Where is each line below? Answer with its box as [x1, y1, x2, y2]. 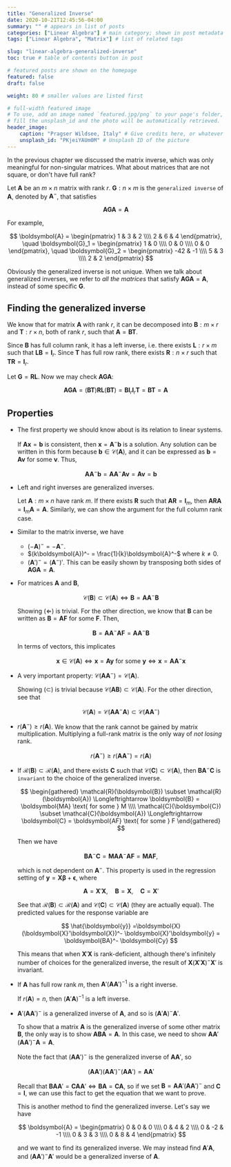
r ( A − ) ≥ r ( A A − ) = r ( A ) [90, 751, 152, 760]
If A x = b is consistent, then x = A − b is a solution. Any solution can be [17, 439, 217, 448]
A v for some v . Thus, [17, 455, 77, 463]
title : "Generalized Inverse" [7, 10, 94, 17]
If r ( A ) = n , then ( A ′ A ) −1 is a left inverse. [17, 993, 130, 1003]
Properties [7, 407, 54, 419]
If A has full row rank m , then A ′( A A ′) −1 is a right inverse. [17, 979, 178, 988]
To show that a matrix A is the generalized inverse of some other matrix [17, 1022, 221, 1031]
